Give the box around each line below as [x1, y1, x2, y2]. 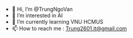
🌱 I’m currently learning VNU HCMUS [11, 18, 104, 25]
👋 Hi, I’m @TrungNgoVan [11, 6, 73, 12]
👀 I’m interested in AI [11, 12, 63, 19]
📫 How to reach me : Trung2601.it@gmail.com [11, 25, 127, 32]
